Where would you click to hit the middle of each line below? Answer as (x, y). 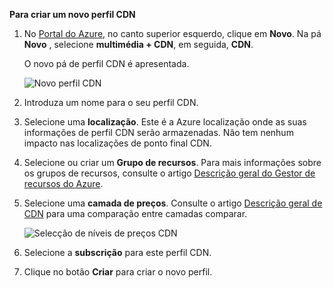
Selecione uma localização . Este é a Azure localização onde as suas (165, 122)
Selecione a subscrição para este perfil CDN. (117, 252)
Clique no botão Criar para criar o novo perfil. (118, 272)
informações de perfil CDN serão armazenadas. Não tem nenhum (158, 132)
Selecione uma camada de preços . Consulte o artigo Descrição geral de (173, 203)
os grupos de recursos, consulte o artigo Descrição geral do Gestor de (169, 173)
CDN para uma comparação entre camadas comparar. (135, 213)
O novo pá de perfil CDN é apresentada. (106, 63)
